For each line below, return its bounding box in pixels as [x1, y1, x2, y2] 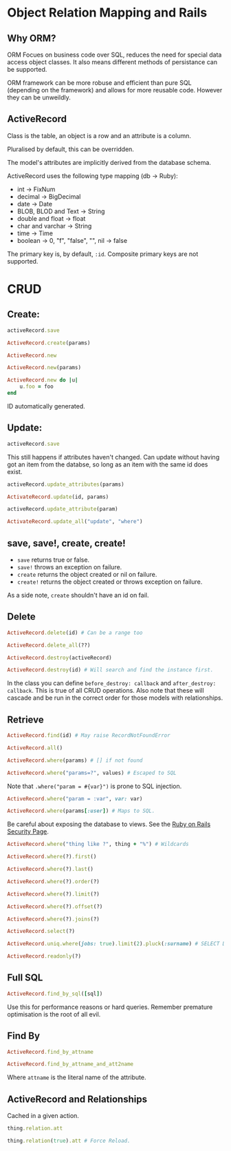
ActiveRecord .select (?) [7, 928, 76, 935]
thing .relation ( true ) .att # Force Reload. [7, 1137, 131, 1144]
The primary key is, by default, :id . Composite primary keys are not [7, 250, 199, 258]
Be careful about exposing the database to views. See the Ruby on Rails [7, 820, 211, 829]
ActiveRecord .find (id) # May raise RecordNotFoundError [7, 732, 170, 739]
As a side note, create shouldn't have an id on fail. [7, 591, 149, 599]
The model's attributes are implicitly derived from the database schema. [7, 158, 212, 166]
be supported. [7, 66, 47, 73]
